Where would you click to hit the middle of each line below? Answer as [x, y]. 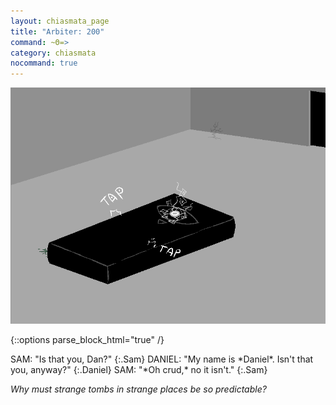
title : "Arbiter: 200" [57, 31]
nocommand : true [44, 63]
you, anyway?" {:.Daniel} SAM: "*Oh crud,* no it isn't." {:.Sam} [139, 370]
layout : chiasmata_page [60, 21]
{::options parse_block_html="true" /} [87, 340]
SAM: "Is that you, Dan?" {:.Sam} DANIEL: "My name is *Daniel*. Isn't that [162, 359]
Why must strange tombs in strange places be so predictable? [138, 389]
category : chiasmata [53, 53]
